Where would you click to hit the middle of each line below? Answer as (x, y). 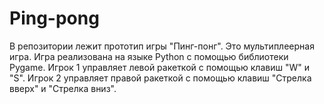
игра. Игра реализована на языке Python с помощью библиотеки (149, 56)
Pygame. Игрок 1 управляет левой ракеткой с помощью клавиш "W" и (159, 67)
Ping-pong (54, 18)
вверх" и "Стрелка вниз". (63, 88)
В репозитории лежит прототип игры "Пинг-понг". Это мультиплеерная (162, 46)
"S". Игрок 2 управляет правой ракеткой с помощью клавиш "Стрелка (160, 78)
